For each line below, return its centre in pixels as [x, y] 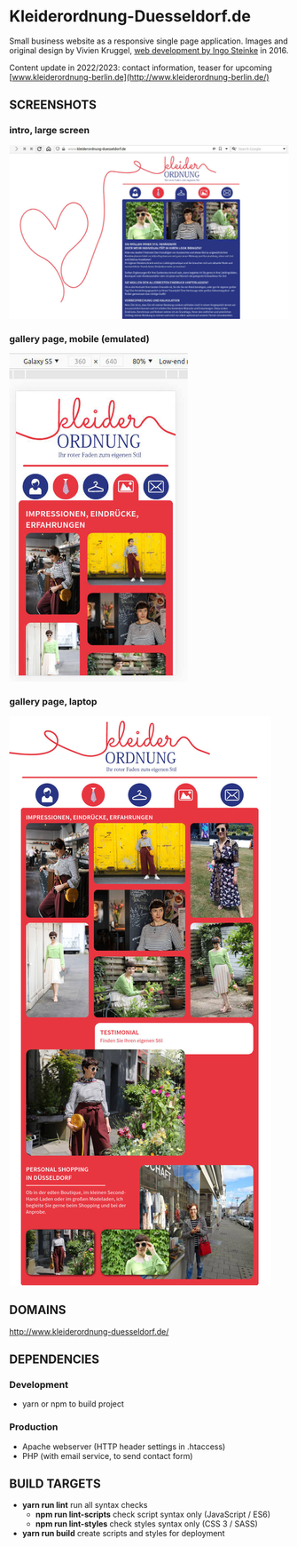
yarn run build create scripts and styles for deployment [123, 1534]
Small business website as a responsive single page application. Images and [148, 41]
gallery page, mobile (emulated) [79, 339]
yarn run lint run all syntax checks [85, 1505]
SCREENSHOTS [53, 105]
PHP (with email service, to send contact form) [107, 1455]
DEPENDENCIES [55, 1359]
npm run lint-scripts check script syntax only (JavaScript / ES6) [153, 1515]
